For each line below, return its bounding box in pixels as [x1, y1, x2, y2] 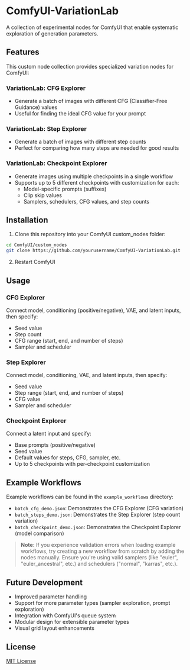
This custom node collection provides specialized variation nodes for [6, 63, 174, 70]
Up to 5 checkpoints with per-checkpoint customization [14, 460, 150, 468]
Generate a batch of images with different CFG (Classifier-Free [14, 98, 168, 105]
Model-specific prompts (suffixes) [23, 185, 107, 192]
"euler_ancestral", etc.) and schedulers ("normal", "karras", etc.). [20, 561, 178, 568]
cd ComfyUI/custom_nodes [6, 242, 67, 248]
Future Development [6, 577, 83, 587]
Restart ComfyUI [14, 259, 55, 266]
